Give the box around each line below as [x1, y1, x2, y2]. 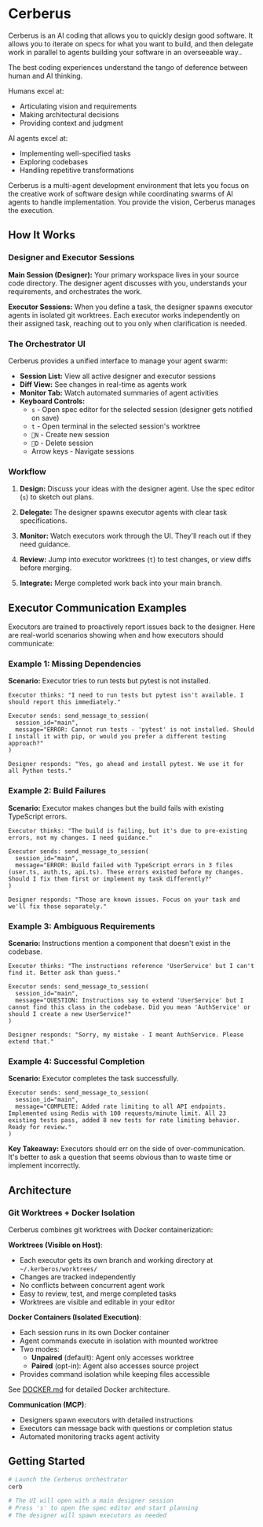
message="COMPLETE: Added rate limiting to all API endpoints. [15, 1102, 226, 1111]
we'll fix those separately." [8, 902, 108, 911]
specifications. [19, 516, 68, 525]
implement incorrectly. [8, 1161, 81, 1170]
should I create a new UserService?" [8, 1010, 132, 1018]
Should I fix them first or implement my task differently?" [8, 874, 213, 883]
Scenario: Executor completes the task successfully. [8, 1074, 179, 1084]
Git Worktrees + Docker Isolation [8, 1207, 136, 1218]
